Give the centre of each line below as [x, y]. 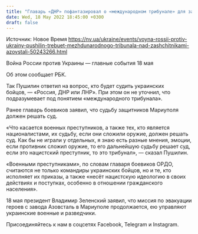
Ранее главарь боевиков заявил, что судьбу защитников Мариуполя [92, 110]
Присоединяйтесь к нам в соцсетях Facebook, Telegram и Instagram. [93, 225]
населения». [22, 189]
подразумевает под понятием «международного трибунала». [85, 98]
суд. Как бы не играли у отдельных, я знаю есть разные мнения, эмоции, [99, 140]
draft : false [22, 22]
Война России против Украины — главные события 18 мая [80, 63]
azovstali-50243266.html [37, 52]
